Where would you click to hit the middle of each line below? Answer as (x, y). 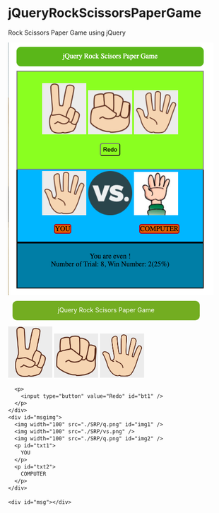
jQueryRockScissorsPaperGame (105, 13)
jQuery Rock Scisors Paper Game (106, 309)
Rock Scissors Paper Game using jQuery (67, 33)
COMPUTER (34, 474)
